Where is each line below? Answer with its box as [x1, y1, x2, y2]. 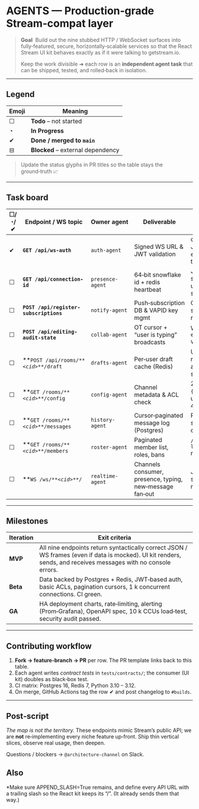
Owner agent [91, 217, 129, 226]
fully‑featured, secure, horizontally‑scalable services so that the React [20, 43, 192, 50]
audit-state [23, 334, 56, 341]
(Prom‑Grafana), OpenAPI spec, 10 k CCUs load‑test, [39, 607, 188, 615]
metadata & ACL [134, 390, 179, 399]
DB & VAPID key [134, 306, 179, 314]
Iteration [9, 534, 34, 542]
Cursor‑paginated [134, 411, 184, 419]
